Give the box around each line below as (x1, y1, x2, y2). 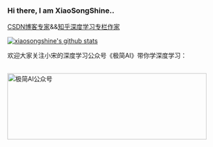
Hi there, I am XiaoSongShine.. (7, 6, 115, 16)
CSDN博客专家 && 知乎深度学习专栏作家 (7, 23, 120, 31)
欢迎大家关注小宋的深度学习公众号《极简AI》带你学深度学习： (7, 52, 188, 60)
